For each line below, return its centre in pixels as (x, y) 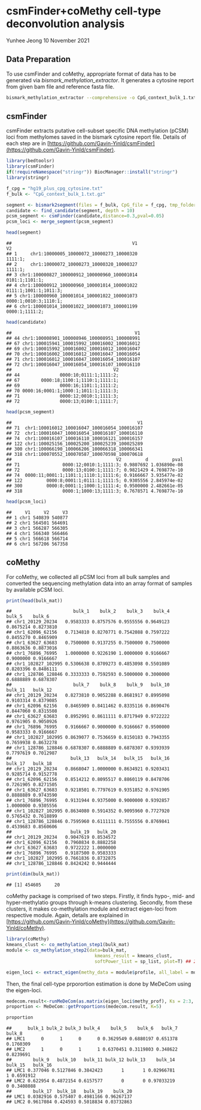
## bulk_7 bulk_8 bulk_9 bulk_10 (88, 685)
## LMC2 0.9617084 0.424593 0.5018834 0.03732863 (69, 1102)
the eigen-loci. (24, 990)
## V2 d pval (95, 459)
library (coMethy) (28, 939)
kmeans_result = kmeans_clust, (133, 956)
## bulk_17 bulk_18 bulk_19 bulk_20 (69, 1091)
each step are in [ (28, 144)
